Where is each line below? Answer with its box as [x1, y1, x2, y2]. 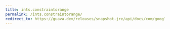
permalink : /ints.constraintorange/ [5, 12, 82, 17]
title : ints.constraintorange [5, 7, 69, 12]
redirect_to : [5, 16, 33, 21]
